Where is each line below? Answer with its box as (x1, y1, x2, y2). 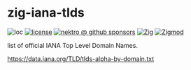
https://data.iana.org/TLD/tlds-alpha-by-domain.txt (7, 54, 155, 63)
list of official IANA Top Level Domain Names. (7, 41, 139, 49)
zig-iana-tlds (7, 5, 85, 21)
